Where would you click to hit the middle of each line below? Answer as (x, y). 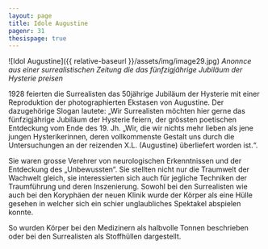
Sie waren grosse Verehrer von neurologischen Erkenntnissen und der (125, 161)
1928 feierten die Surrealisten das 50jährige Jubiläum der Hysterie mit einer (134, 94)
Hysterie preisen (36, 78)
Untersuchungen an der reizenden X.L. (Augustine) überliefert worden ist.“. (133, 145)
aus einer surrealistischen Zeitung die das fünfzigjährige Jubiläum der (126, 70)
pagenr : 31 (27, 31)
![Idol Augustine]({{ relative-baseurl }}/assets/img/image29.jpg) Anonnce (130, 61)
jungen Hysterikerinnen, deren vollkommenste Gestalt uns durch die (121, 137)
